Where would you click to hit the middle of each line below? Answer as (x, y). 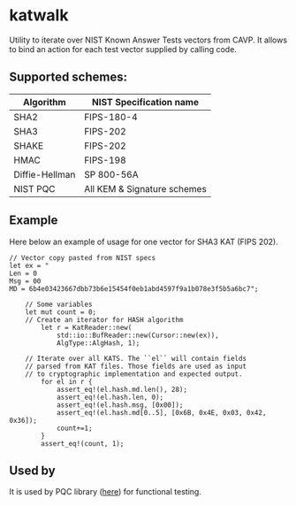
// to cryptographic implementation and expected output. (134, 374)
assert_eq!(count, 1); (83, 443)
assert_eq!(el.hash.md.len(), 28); (122, 389)
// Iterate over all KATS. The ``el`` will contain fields (136, 358)
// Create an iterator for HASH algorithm (104, 319)
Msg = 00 (25, 281)
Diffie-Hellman (45, 174)
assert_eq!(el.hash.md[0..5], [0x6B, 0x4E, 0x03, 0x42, (161, 412)
